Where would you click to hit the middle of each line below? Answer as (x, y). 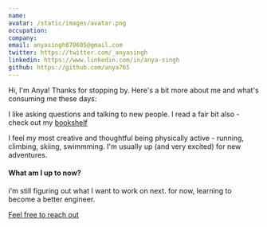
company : (23, 38)
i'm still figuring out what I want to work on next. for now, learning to (120, 190)
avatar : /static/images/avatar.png (67, 23)
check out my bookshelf (48, 122)
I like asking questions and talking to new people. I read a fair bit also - (124, 114)
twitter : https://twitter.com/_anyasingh (78, 53)
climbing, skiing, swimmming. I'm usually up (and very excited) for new (125, 146)
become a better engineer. (52, 199)
